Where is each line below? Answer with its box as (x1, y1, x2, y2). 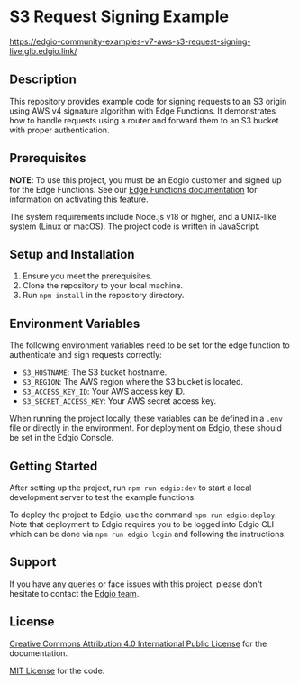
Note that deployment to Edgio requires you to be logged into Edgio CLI (9, 519, 275, 529)
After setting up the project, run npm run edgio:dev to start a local (9, 482, 252, 493)
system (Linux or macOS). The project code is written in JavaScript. (9, 221, 261, 232)
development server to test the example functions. (9, 492, 196, 502)
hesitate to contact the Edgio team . (9, 588, 140, 598)
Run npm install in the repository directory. (22, 290, 185, 301)
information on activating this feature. (9, 194, 149, 205)
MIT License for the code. (9, 665, 105, 676)
